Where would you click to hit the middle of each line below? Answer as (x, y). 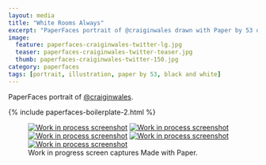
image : (19, 37)
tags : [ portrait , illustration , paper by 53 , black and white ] (115, 74)
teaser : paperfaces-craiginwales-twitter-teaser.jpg (104, 52)
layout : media (32, 15)
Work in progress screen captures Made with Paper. (113, 152)
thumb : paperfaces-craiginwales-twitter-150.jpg (97, 60)
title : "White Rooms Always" (56, 23)
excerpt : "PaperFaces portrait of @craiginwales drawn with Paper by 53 (131, 30)
